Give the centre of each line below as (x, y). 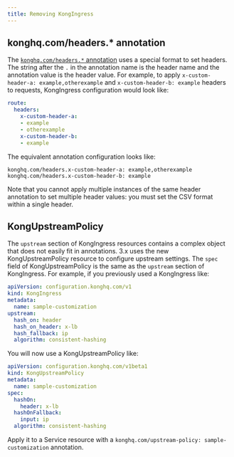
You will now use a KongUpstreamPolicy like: (73, 354)
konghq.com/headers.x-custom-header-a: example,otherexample (100, 169)
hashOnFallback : (38, 413)
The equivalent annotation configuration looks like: (82, 157)
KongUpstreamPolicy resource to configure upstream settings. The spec (113, 259)
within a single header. (40, 204)
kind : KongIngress (34, 294)
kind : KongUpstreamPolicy (46, 373)
